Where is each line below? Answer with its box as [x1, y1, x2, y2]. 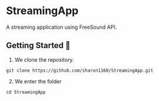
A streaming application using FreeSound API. [6, 23, 117, 31]
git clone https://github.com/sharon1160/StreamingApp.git [6, 68, 154, 73]
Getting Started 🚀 [6, 41, 71, 51]
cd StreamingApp [6, 89, 46, 95]
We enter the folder [14, 78, 62, 85]
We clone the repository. [14, 56, 75, 63]
